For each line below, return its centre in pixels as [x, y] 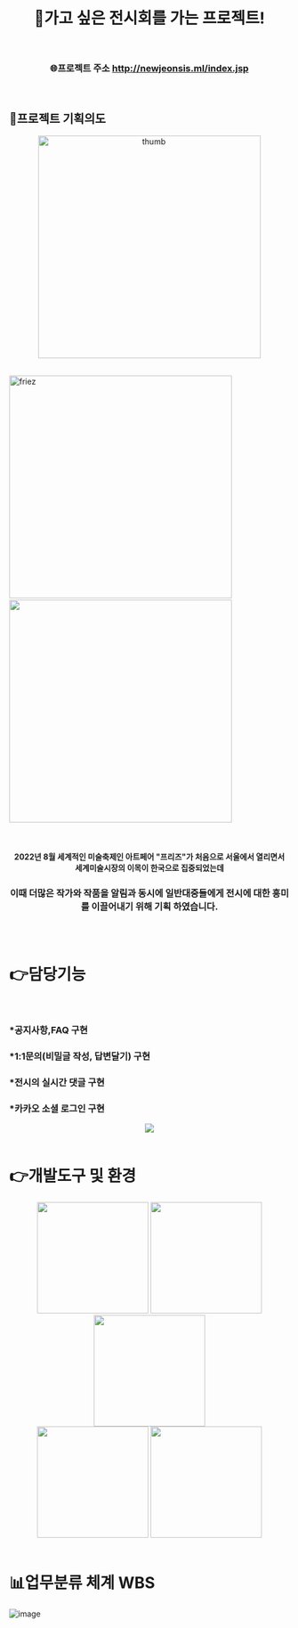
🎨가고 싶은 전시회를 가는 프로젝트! [149, 18]
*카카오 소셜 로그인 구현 [57, 1108]
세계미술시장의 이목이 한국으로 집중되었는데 [149, 867]
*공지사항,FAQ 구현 [49, 1030]
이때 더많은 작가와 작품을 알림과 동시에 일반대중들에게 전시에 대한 [140, 893]
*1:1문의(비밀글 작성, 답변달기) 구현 [80, 1056]
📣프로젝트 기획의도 [58, 118]
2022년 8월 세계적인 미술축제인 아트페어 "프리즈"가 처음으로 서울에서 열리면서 [149, 857]
